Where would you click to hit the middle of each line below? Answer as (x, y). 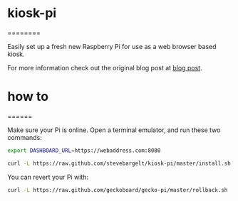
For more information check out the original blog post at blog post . (105, 67)
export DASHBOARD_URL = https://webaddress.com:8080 (84, 151)
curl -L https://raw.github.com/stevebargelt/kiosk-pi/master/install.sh (119, 163)
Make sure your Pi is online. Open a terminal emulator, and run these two (114, 130)
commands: (25, 137)
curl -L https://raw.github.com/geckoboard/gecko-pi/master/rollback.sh (118, 190)
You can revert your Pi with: (48, 177)
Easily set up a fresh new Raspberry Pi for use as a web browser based (112, 46)
